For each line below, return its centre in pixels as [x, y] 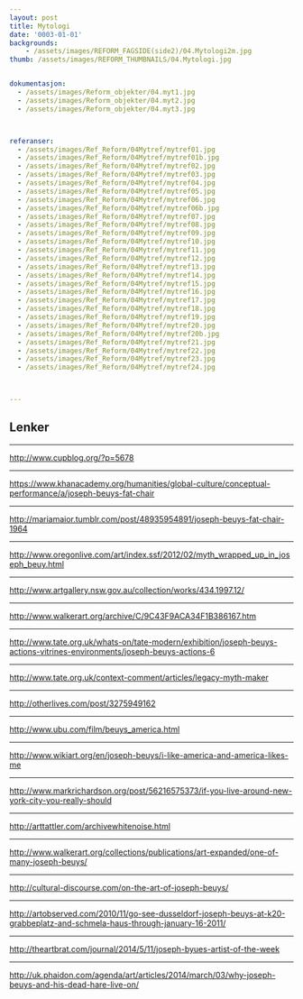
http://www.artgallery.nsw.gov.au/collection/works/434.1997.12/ [127, 590]
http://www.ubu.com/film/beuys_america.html [95, 729]
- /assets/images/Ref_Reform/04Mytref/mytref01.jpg [117, 150]
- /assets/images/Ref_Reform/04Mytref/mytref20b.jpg [119, 334]
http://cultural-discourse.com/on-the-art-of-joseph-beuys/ [119, 887]
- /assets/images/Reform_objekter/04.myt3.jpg [106, 109]
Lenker [29, 428]
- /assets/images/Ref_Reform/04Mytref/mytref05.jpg [117, 191]
